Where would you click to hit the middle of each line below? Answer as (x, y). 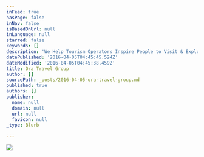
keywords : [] (23, 46)
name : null (25, 102)
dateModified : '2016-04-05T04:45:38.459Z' (61, 63)
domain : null (28, 108)
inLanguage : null (28, 35)
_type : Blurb (23, 125)
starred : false (25, 40)
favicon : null (29, 119)
